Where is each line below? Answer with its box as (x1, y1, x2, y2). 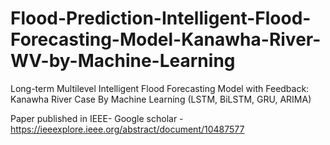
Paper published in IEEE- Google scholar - (10, 112, 184, 124)
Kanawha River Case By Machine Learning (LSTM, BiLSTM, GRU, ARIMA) (10, 93, 312, 105)
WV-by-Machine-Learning (10, 50, 236, 72)
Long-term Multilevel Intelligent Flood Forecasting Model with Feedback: (10, 82, 310, 94)
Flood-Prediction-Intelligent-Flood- (10, 7, 312, 30)
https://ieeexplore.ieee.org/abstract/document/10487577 (10, 123, 245, 135)
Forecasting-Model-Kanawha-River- (10, 28, 322, 51)
